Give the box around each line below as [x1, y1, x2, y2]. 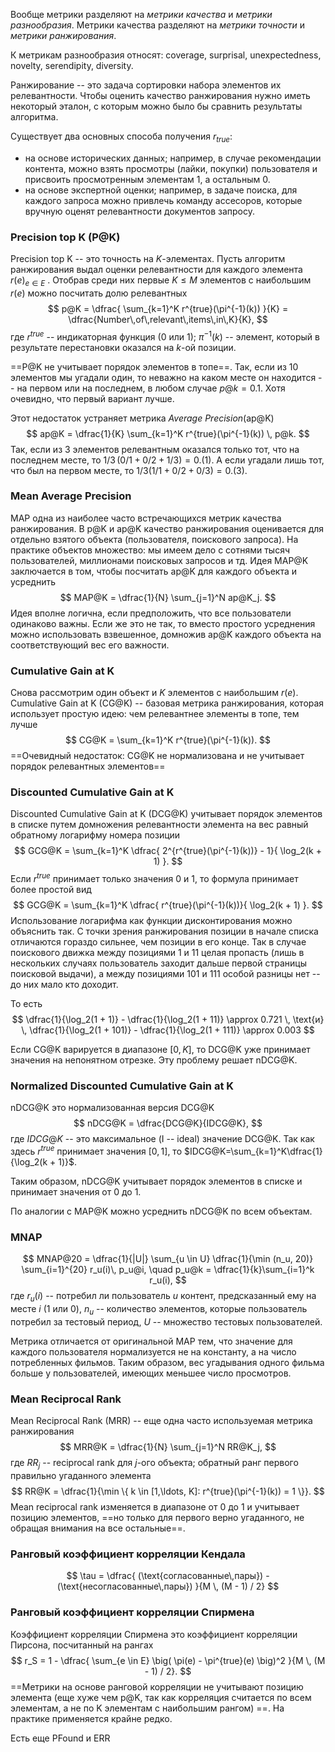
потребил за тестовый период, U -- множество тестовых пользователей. [10, 1315, 323, 1328]
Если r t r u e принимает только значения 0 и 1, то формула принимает [10, 871, 299, 885]
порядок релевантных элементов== [10, 760, 166, 773]
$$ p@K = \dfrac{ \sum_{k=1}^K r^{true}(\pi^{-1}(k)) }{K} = [47, 302, 289, 314]
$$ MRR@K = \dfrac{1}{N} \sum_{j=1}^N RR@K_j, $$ [59, 1441, 277, 1453]
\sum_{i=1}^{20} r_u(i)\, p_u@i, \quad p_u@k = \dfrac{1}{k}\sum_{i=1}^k [21, 1264, 315, 1276]
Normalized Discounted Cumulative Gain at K [10, 1079, 235, 1093]
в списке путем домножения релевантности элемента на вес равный [10, 819, 309, 831]
